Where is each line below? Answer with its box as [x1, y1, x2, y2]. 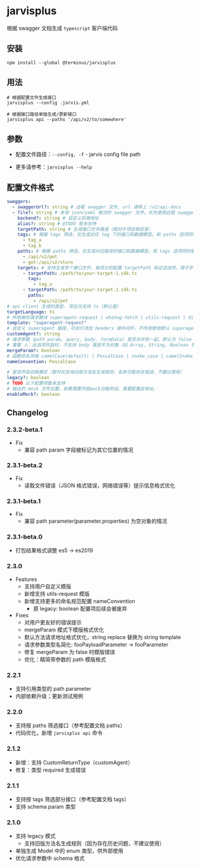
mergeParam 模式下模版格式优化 [24, 626, 104, 633]
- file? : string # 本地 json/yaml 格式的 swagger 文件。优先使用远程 [12, 209, 175, 215]
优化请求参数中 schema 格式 [15, 855, 85, 862]
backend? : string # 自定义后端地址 [17, 215, 99, 221]
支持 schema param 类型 [15, 803, 76, 810]
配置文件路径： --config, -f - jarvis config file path [15, 151, 141, 158]
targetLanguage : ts [7, 309, 55, 315]
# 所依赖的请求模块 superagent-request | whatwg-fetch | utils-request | [7, 315, 186, 320]
